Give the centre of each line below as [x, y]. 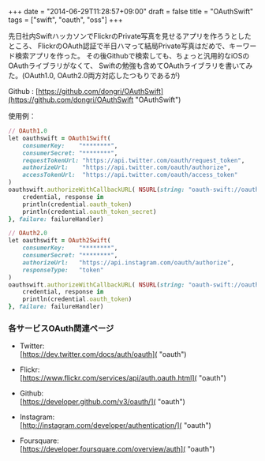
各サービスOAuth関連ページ [61, 328]
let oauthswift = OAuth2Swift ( [60, 241]
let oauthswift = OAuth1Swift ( [60, 138]
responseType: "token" [63, 270]
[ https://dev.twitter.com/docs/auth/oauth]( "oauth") [103, 354]
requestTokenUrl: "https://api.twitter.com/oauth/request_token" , [134, 160]
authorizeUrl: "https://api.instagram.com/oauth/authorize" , [129, 262]
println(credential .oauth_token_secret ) [90, 212]
